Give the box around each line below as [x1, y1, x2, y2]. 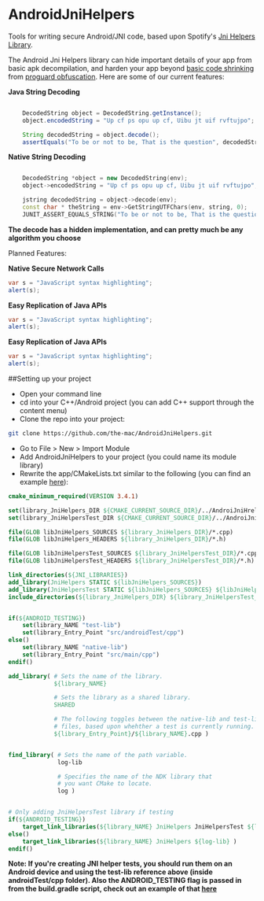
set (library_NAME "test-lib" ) [22, 622, 122, 630]
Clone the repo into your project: [19, 415, 126, 424]
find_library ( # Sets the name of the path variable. [8, 751, 189, 759]
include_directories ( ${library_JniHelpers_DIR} [8, 593, 167, 601]
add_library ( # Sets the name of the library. [8, 672, 163, 680]
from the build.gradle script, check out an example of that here [8, 884, 218, 894]
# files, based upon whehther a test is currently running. [53, 722, 255, 731]
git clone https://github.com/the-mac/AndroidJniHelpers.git [8, 430, 213, 438]
